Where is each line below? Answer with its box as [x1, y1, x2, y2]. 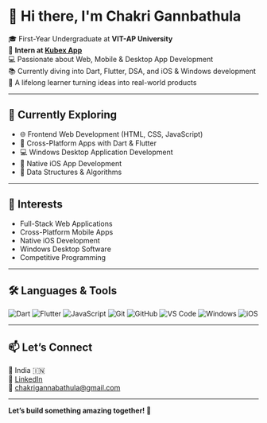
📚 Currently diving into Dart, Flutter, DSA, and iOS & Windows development [8, 66, 257, 76]
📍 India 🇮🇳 [8, 366, 45, 375]
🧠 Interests [8, 198, 64, 211]
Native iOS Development [19, 235, 101, 245]
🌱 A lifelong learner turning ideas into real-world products [8, 77, 197, 87]
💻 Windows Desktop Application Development [19, 147, 173, 157]
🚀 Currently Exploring [8, 108, 118, 122]
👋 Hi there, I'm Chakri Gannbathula [8, 7, 242, 25]
